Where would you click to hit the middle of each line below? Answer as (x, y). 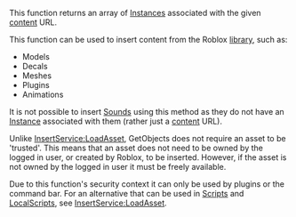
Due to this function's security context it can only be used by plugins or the (147, 184)
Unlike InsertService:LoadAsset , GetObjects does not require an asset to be (148, 138)
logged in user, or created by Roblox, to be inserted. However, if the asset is (148, 157)
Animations (43, 94)
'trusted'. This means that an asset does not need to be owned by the (136, 148)
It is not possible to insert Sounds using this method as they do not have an (147, 112)
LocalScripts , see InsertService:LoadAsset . (88, 203)
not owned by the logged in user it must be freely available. (118, 167)
